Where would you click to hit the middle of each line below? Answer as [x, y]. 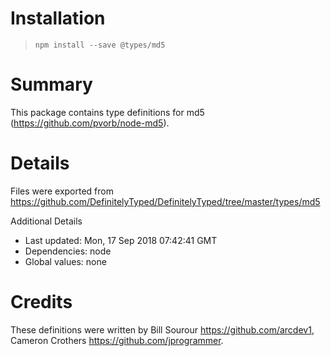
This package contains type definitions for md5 [107, 112]
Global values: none [65, 261]
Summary [51, 84]
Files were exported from [62, 191]
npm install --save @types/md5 [100, 45]
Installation [58, 18]
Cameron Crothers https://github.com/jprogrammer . [117, 340]
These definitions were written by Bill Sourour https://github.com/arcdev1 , [162, 329]
